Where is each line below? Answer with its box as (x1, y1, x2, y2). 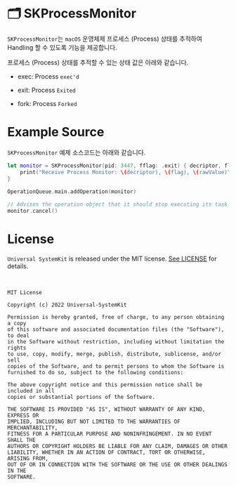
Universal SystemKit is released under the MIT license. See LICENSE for (7, 254, 217, 263)
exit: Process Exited (17, 86, 76, 94)
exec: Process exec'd (17, 72, 79, 81)
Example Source (7, 124, 105, 140)
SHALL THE (7, 436, 37, 443)
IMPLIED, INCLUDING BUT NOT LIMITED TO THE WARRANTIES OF (7, 418, 181, 425)
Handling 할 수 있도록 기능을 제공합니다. (7, 43, 117, 51)
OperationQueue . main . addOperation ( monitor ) (7, 188, 137, 195)
